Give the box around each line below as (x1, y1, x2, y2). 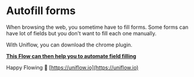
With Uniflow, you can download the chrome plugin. (6, 41, 132, 48)
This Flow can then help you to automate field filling (6, 52, 136, 59)
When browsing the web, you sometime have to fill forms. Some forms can (6, 24, 189, 31)
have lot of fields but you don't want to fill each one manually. (6, 29, 157, 36)
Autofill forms (6, 4, 76, 18)
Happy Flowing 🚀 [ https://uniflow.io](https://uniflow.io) (6, 63, 139, 71)
